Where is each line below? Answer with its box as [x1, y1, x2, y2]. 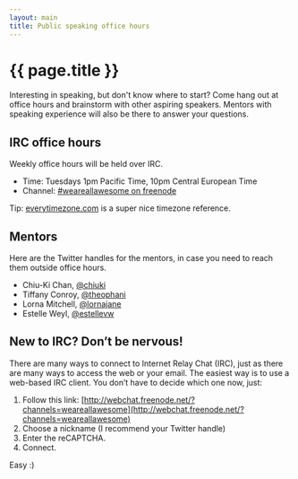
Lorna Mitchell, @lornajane [21, 299, 122, 309]
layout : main [9, 13, 58, 22]
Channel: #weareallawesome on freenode [21, 186, 177, 196]
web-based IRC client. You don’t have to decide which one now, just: [9, 377, 262, 388]
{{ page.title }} [9, 60, 120, 81]
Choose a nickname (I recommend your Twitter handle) [21, 422, 226, 433]
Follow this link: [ [21, 394, 85, 405]
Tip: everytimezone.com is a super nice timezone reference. [9, 203, 231, 213]
